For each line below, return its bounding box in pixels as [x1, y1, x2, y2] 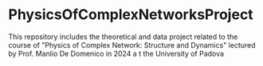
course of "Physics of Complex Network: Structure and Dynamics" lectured [8, 40, 257, 49]
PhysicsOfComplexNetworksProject [8, 6, 253, 24]
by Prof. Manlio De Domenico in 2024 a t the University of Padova [8, 49, 225, 58]
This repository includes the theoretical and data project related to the [8, 32, 238, 41]
